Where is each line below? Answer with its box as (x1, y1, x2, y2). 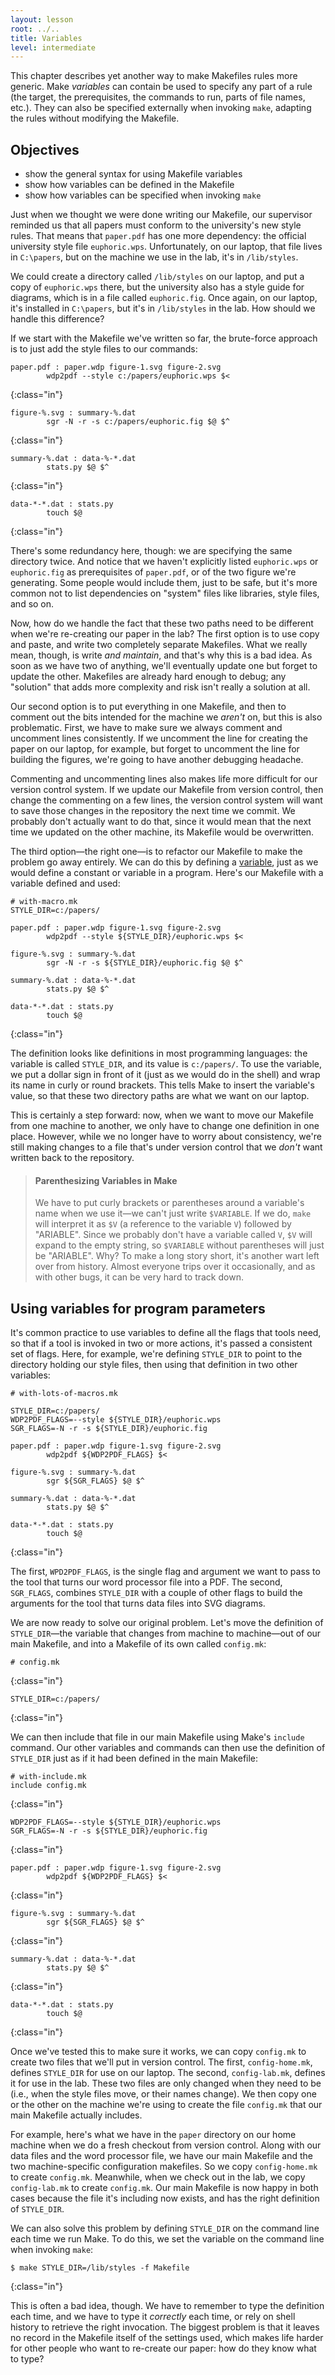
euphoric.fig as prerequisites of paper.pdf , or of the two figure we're (10, 566, 297, 578)
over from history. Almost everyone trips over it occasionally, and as (34, 1261, 316, 1273)
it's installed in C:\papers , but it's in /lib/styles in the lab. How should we (10, 302, 316, 315)
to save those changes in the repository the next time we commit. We (10, 805, 296, 817)
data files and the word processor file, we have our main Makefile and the (10, 2150, 314, 2162)
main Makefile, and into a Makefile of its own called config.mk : (10, 1638, 267, 1650)
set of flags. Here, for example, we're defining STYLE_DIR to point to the (10, 1348, 303, 1360)
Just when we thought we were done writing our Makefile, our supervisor (10, 209, 313, 221)
